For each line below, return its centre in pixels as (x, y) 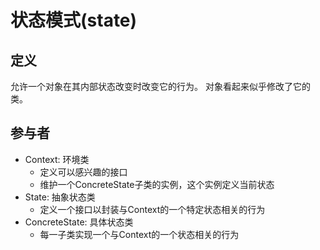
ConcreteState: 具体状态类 (79, 222)
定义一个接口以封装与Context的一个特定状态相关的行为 (152, 209)
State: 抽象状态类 (60, 197)
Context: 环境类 (57, 159)
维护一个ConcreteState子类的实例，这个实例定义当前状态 (157, 184)
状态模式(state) (74, 20)
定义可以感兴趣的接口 (83, 172)
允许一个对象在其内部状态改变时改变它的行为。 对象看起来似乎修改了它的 (160, 86)
